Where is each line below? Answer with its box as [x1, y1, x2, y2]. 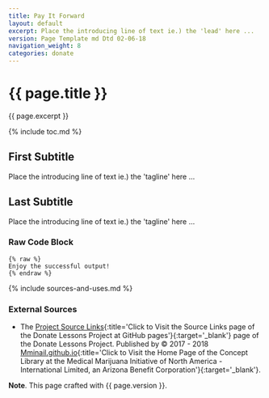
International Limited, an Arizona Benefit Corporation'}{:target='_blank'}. [19, 365, 261, 375]
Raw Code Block [8, 236, 74, 248]
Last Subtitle [8, 195, 74, 209]
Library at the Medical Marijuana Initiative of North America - [19, 357, 223, 366]
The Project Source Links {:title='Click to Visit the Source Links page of [19, 322, 255, 332]
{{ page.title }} [8, 84, 108, 103]
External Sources [8, 303, 78, 315]
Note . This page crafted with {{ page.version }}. [8, 381, 168, 391]
